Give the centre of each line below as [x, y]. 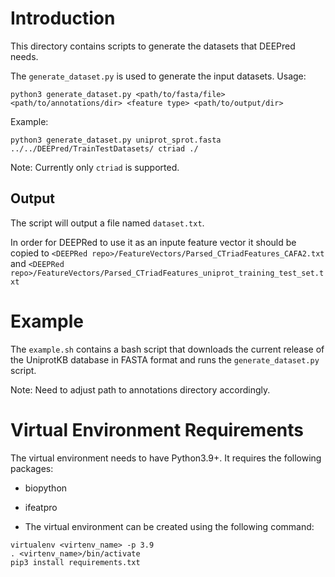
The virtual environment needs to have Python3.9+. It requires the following [166, 458]
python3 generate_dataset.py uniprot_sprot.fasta [116, 140]
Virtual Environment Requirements [157, 429]
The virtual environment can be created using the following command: [169, 526]
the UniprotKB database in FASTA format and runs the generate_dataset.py [165, 359]
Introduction [63, 18]
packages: [32, 468]
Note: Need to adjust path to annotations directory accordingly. [140, 389]
